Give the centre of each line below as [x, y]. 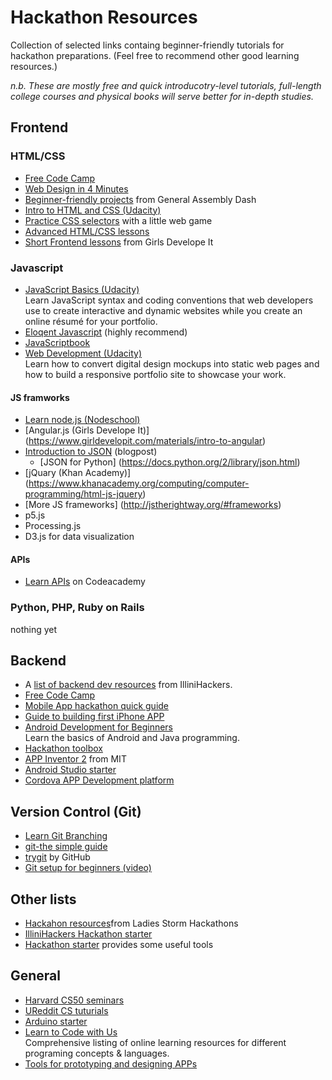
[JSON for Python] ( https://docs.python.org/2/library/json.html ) [170, 462]
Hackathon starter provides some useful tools [119, 945]
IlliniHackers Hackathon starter [88, 934]
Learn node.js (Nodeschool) [82, 420]
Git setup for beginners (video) [88, 868]
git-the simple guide [66, 847]
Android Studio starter [70, 770]
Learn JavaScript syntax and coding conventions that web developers [169, 300]
